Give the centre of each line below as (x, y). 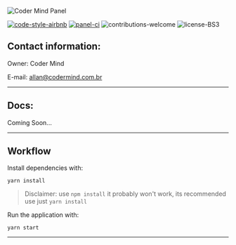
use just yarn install (56, 201)
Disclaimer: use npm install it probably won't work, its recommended (125, 194)
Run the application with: (43, 215)
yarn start (23, 228)
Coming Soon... (30, 122)
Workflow (29, 151)
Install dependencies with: (45, 168)
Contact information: (54, 47)
